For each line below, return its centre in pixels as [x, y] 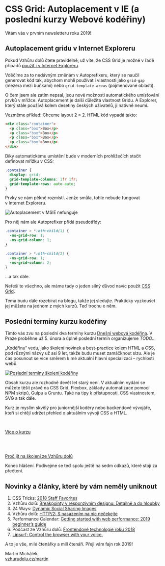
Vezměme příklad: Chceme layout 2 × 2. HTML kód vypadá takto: [71, 115]
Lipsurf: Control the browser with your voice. [57, 535]
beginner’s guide [29, 524]
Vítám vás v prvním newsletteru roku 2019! [48, 33]
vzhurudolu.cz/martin [27, 559]
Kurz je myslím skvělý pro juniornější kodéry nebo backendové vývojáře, [78, 408]
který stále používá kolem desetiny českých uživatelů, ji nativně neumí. [77, 105]
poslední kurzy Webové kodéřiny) [75, 19]
